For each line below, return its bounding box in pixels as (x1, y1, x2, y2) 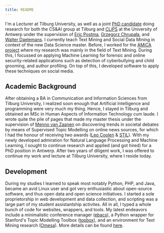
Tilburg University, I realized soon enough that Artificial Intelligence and (5, 101, 150, 107)
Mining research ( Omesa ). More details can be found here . (5, 223, 124, 229)
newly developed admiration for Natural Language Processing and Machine (5, 137, 158, 143)
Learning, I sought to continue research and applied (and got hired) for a (5, 143, 152, 149)
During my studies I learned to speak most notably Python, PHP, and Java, (5, 181, 156, 187)
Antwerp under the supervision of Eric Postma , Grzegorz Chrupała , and (5, 31, 150, 37)
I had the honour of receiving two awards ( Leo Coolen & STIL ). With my (5, 132, 149, 138)
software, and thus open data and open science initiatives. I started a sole (5, 191, 155, 197)
